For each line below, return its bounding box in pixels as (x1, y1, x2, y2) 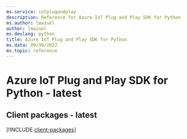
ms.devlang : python (6, 31, 55, 37)
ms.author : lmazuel (6, 20, 55, 26)
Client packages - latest (6, 110, 98, 120)
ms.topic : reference (6, 48, 58, 54)
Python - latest (6, 86, 82, 99)
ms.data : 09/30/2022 (6, 43, 58, 49)
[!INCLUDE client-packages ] (6, 126, 76, 133)
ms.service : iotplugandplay (6, 8, 77, 15)
